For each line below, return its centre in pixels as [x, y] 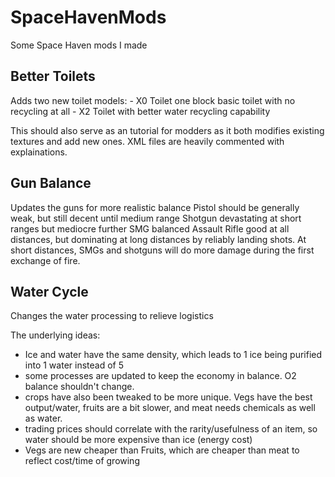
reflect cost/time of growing [82, 461]
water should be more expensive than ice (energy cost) [138, 440]
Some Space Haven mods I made [79, 45]
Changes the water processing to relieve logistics [112, 316]
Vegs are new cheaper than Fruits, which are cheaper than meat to [162, 450]
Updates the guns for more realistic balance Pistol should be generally [155, 207]
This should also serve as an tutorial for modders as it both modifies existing [167, 130]
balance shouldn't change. [79, 387]
